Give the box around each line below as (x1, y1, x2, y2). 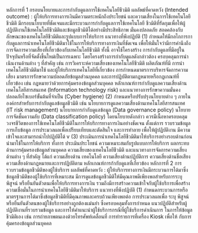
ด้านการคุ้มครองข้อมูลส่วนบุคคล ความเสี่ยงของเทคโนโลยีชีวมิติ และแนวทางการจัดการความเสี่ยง (6, 146, 187, 153)
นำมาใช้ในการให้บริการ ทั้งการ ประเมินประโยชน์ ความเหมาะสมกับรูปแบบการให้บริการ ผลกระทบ (6, 140, 189, 146)
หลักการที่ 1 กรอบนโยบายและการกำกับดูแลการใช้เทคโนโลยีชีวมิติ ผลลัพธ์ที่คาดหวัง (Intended (6, 7, 189, 13)
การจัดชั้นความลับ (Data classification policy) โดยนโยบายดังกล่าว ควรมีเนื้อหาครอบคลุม (6, 113, 187, 120)
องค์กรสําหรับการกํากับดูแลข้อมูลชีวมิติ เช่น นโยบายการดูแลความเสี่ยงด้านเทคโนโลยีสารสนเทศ (6, 100, 185, 107)
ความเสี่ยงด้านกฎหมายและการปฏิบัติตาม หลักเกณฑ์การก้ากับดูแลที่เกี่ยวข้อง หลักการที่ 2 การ (6, 159, 182, 167)
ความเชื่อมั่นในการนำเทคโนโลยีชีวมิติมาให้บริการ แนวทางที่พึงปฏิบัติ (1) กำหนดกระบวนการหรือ (6, 186, 188, 193)
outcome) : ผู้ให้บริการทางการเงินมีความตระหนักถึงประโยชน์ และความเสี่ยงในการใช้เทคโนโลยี (6, 13, 191, 20)
